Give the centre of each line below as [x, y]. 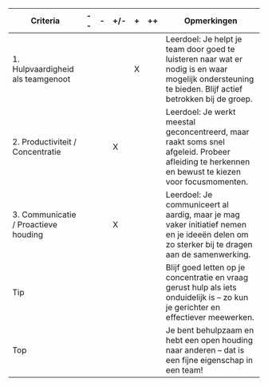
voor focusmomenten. [207, 181]
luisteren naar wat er [204, 59]
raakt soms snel [195, 142]
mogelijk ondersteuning [210, 79]
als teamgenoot [41, 79]
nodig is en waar [197, 69]
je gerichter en [193, 307]
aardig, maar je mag [203, 215]
